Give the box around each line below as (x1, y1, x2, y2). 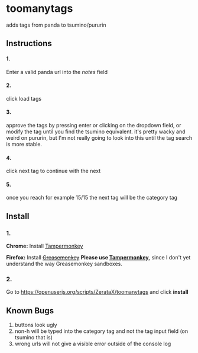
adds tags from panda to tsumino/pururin (6, 21, 106, 28)
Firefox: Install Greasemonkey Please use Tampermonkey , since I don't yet (6, 254, 191, 261)
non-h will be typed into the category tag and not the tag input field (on (14, 328, 188, 335)
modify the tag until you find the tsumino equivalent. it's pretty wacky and (6, 128, 186, 135)
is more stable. (6, 140, 43, 147)
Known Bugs (6, 306, 54, 316)
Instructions (6, 38, 52, 49)
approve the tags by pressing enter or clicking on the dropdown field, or (6, 121, 181, 129)
